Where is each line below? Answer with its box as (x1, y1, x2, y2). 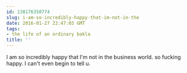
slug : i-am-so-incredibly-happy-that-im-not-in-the (6, 14, 139, 21)
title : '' (6, 37, 31, 43)
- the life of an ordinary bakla (6, 31, 91, 37)
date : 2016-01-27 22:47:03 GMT (6, 20, 85, 26)
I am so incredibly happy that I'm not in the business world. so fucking (6, 54, 182, 60)
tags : (6, 25, 20, 32)
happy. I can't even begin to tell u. (6, 60, 91, 67)
